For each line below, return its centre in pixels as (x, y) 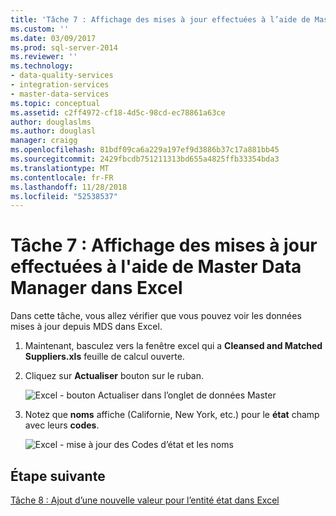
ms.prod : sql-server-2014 (64, 47)
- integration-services (60, 85)
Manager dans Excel (96, 288)
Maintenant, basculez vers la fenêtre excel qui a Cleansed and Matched (173, 346)
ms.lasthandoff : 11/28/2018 (69, 187)
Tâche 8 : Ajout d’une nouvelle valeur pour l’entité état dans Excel (145, 500)
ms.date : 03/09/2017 (53, 38)
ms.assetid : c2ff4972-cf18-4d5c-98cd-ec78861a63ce (118, 112)
